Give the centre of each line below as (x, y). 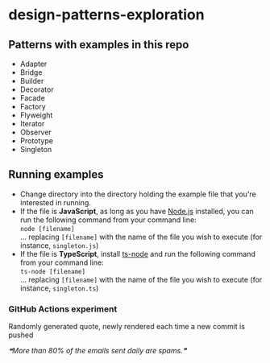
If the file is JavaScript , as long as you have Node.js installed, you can (137, 211)
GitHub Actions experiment (63, 309)
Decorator (37, 89)
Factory (33, 107)
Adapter (33, 64)
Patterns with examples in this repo (99, 45)
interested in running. (55, 202)
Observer (36, 132)
